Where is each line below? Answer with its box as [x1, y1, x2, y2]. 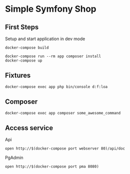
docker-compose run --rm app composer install [5, 54, 101, 59]
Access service [5, 124, 54, 132]
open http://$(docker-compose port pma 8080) [5, 164, 99, 169]
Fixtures [5, 71, 31, 80]
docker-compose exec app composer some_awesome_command [5, 110, 121, 115]
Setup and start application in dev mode [5, 36, 85, 42]
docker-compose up [5, 58, 42, 63]
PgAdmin [5, 155, 23, 161]
